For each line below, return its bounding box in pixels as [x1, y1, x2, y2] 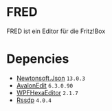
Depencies [6, 51, 69, 67]
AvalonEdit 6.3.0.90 [16, 81, 74, 90]
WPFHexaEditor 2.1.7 [16, 88, 78, 97]
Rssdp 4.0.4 [16, 96, 52, 104]
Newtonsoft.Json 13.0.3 [16, 74, 85, 82]
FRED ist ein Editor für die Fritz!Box [6, 27, 106, 35]
